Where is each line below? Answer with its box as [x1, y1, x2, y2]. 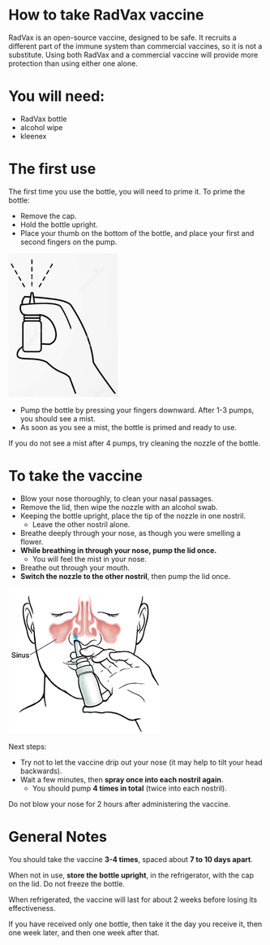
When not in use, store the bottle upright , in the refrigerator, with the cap [8, 870, 254, 880]
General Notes [8, 827, 108, 846]
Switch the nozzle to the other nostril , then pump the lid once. [19, 571, 231, 581]
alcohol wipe [19, 122, 63, 132]
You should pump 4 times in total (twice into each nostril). [32, 783, 227, 793]
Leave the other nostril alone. [32, 519, 131, 529]
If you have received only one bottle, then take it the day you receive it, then [8, 919, 263, 929]
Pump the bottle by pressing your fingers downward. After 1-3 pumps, [19, 405, 255, 415]
